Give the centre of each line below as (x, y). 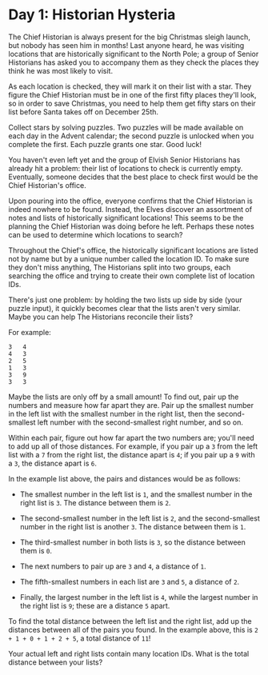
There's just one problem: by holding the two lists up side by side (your (125, 300)
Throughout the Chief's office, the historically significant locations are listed (133, 250)
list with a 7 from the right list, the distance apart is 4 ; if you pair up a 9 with (132, 454)
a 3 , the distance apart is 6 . (53, 463)
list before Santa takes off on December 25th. (83, 112)
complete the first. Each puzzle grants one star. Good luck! (105, 144)
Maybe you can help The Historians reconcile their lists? (101, 317)
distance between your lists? (56, 662)
